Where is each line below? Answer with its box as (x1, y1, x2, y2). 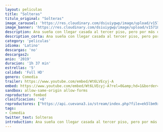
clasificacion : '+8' (5, 97, 47, 102)
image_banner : (5, 25, 34, 30)
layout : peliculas (5, 7, 42, 12)
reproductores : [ (5, 102, 40, 106)
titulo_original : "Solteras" (5, 16, 64, 21)
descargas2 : (5, 52, 29, 57)
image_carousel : (5, 20, 38, 26)
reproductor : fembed (5, 92, 47, 97)
